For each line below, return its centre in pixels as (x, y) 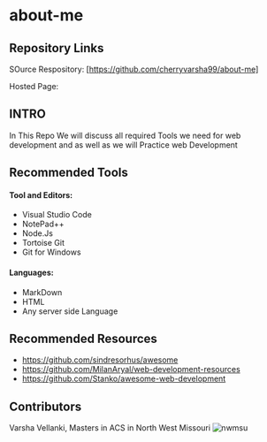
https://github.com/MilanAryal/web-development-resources (131, 370)
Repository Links (57, 48)
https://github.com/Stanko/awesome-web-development (124, 379)
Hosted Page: (34, 86)
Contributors (46, 406)
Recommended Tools (69, 173)
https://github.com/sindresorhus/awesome (100, 360)
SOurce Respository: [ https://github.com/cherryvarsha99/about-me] (134, 69)
